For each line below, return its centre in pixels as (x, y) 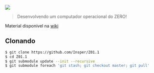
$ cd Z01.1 (16, 57)
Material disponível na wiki (32, 26)
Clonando (20, 41)
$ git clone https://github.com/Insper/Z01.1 (52, 52)
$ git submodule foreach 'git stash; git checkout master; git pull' (77, 66)
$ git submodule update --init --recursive (50, 61)
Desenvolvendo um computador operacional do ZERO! (72, 16)
